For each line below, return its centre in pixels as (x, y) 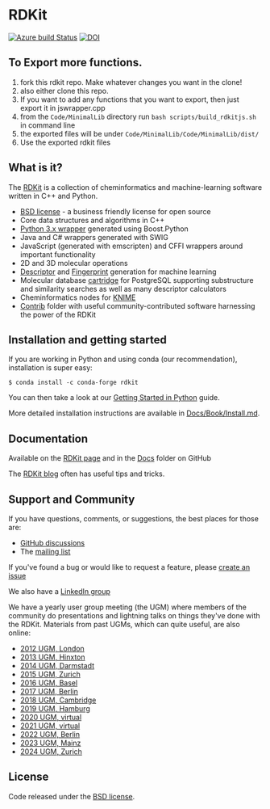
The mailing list (45, 552)
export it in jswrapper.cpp (63, 107)
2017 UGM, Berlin (49, 691)
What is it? (35, 168)
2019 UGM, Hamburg (55, 708)
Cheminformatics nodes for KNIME (78, 297)
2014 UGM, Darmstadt (57, 666)
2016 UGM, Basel (49, 683)
